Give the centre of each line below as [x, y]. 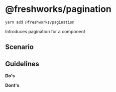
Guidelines [22, 64]
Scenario [19, 47]
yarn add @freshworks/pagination [40, 22]
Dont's [12, 86]
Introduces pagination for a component [45, 31]
